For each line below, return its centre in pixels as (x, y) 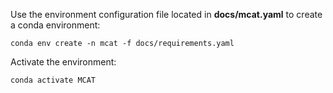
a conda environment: (55, 25)
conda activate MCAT (53, 80)
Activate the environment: (63, 62)
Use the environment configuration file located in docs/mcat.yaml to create (166, 14)
